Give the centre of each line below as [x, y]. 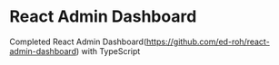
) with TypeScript [108, 51]
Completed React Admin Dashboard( [78, 42]
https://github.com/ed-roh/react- [208, 42]
